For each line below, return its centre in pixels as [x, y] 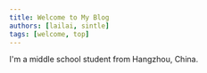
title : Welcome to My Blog [59, 17]
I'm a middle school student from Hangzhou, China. [104, 60]
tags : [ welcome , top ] [50, 34]
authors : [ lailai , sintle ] [59, 26]
